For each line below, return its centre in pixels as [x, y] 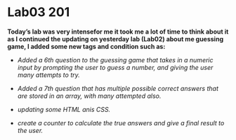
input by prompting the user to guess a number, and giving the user [115, 67]
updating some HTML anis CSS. [64, 109]
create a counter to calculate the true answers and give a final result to [121, 122]
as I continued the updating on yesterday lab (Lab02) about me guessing [115, 38]
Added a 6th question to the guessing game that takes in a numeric [115, 59]
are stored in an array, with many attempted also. [89, 96]
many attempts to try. [49, 75]
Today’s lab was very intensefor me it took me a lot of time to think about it [118, 31]
